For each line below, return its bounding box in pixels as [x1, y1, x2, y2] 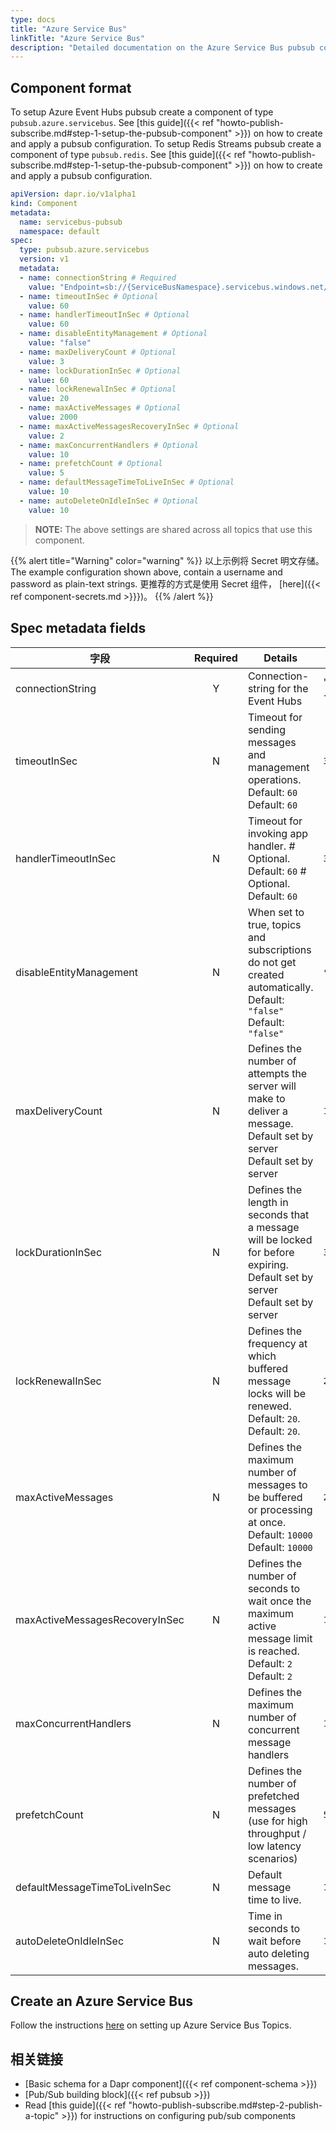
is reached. [247, 1644, 300, 1658]
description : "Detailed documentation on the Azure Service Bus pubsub [10, 42, 315, 53]
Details [263, 651, 298, 665]
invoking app [247, 826, 309, 840]
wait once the [247, 1594, 312, 1608]
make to [247, 1091, 286, 1105]
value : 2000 [28, 412, 78, 423]
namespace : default [19, 226, 101, 236]
